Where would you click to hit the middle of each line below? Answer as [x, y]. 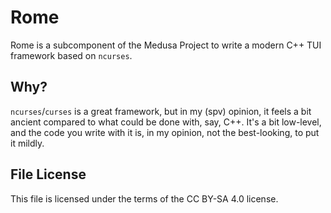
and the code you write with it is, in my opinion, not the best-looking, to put [165, 132]
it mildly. [27, 143]
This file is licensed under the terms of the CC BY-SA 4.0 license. [144, 198]
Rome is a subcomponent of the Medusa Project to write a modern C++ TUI [166, 45]
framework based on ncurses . [71, 55]
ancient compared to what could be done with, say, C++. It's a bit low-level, [166, 122]
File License [48, 174]
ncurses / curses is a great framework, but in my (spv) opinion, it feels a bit [161, 111]
